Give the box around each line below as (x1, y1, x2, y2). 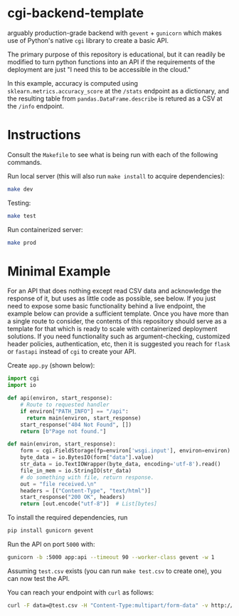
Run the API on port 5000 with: (7, 540, 95, 549)
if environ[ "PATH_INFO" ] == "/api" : (20, 408, 129, 415)
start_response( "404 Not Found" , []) (20, 421, 132, 428)
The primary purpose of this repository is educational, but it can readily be (7, 50, 225, 59)
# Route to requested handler (20, 401, 110, 408)
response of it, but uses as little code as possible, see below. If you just (7, 294, 216, 303)
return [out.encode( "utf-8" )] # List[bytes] (20, 500, 158, 508)
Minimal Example (7, 263, 111, 279)
